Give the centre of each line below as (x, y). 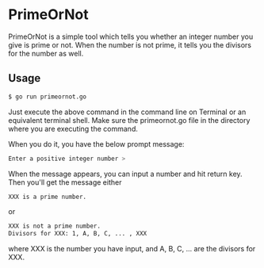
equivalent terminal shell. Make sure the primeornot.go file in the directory (129, 120)
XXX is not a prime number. (55, 226)
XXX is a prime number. (48, 197)
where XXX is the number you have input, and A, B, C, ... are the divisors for (132, 249)
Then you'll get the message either (65, 182)
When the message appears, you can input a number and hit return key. (126, 174)
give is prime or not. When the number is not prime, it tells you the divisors (130, 44)
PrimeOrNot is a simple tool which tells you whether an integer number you (131, 36)
